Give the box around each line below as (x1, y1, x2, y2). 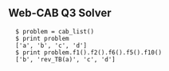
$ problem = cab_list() (15, 27, 94, 35)
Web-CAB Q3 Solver (8, 6, 112, 20)
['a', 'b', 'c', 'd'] (15, 41, 88, 49)
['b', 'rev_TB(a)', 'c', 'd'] (15, 55, 116, 63)
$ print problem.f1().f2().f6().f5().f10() (15, 48, 162, 57)
